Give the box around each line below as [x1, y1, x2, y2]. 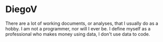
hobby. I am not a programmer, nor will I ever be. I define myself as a [5, 25, 151, 31]
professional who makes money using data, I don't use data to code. [5, 31, 150, 37]
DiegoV [5, 4, 38, 15]
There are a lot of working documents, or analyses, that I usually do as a [5, 20, 158, 26]
